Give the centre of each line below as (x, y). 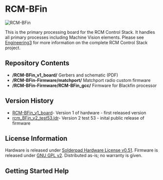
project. (13, 48)
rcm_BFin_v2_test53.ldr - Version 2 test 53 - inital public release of (78, 118)
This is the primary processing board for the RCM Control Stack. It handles (80, 32)
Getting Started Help (37, 171)
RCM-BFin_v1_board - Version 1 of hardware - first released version (79, 113)
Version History (29, 101)
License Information (36, 138)
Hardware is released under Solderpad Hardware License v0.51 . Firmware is (81, 150)
